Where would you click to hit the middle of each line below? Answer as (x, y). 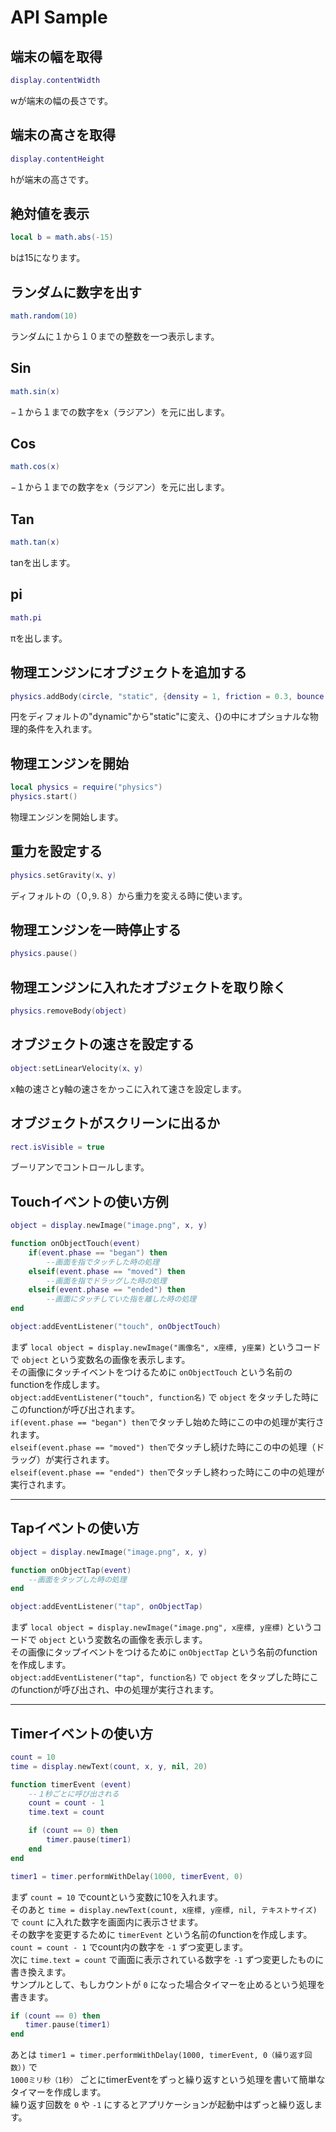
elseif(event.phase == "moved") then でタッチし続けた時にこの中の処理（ (163, 1447)
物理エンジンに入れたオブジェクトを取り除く (148, 987)
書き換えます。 (41, 1972)
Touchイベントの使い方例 (89, 1201)
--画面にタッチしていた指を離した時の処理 (121, 1299)
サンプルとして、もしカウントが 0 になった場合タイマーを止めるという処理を (168, 1984)
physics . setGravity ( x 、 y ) (63, 875)
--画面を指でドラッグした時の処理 (106, 1281)
